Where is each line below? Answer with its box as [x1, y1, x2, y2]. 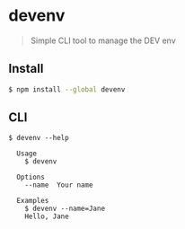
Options [16, 172, 46, 182]
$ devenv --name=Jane [24, 204, 105, 214]
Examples [16, 197, 49, 206]
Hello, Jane [24, 212, 69, 221]
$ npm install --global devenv [8, 84, 126, 94]
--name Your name [24, 181, 93, 189]
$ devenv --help [8, 134, 69, 143]
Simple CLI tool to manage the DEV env [30, 35, 176, 46]
